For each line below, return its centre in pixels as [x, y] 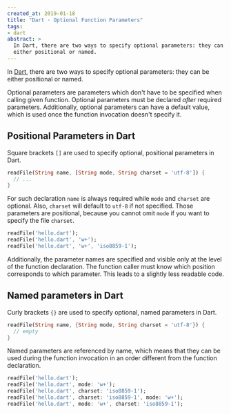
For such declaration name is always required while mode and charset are [109, 199]
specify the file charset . [41, 221]
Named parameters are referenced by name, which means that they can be [114, 351]
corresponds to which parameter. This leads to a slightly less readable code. [115, 274]
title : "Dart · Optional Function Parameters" [75, 20]
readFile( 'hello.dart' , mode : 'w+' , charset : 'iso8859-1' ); [96, 404]
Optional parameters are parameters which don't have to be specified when [115, 92]
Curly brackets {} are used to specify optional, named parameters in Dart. [112, 312]
